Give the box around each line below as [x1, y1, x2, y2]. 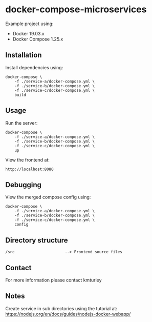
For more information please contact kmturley [5, 277, 102, 283]
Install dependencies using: [5, 64, 63, 70]
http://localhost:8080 [5, 167, 54, 172]
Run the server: [5, 119, 38, 126]
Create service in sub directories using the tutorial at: [5, 305, 118, 311]
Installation [5, 51, 42, 59]
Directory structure [5, 236, 68, 245]
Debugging [5, 180, 42, 189]
